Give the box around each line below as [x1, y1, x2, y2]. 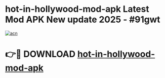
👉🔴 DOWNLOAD [5, 48, 76, 60]
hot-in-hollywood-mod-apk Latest [5, 3, 149, 15]
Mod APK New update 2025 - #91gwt [5, 14, 161, 25]
